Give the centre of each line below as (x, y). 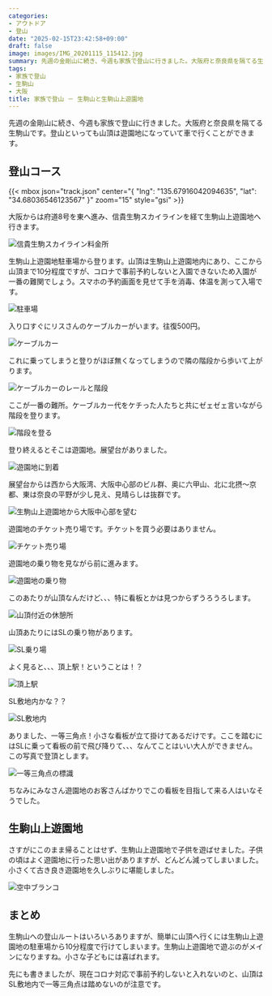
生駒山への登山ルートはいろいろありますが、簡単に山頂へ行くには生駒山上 (132, 936)
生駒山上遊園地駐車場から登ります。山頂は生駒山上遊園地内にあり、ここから (136, 261)
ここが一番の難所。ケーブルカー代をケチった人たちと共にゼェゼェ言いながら (136, 406)
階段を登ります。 (36, 415)
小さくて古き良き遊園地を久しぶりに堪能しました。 (93, 869)
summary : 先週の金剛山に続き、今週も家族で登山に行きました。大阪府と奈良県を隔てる (133, 62)
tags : (17, 69)
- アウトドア (27, 24)
